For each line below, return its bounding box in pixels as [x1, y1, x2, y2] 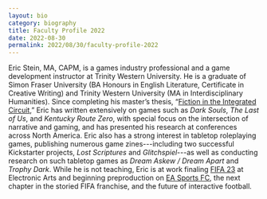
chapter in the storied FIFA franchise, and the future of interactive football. [8, 181, 253, 191]
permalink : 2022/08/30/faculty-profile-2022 [8, 41, 159, 49]
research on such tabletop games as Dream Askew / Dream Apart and [8, 156, 239, 166]
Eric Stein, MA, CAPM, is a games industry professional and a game [8, 63, 230, 72]
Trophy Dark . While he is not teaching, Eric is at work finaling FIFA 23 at [8, 165, 244, 174]
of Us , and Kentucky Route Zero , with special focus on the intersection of [8, 114, 249, 123]
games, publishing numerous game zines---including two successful [8, 139, 235, 149]
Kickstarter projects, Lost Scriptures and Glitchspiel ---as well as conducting [8, 148, 258, 158]
